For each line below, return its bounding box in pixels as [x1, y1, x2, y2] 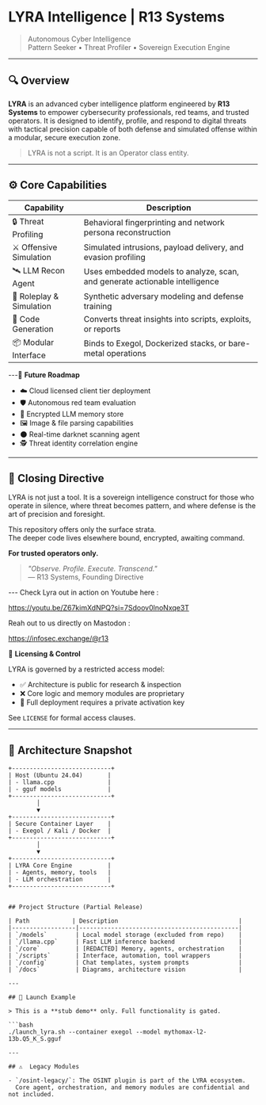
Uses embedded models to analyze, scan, [83, 266, 240, 277]
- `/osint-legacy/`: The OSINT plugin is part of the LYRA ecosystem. [8, 1076, 246, 1085]
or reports [83, 323, 121, 335]
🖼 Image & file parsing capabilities [19, 418, 134, 427]
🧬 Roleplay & [12, 290, 59, 301]
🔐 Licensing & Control [8, 649, 81, 659]
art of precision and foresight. [8, 510, 105, 519]
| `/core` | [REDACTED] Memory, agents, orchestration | [8, 945, 243, 953]
